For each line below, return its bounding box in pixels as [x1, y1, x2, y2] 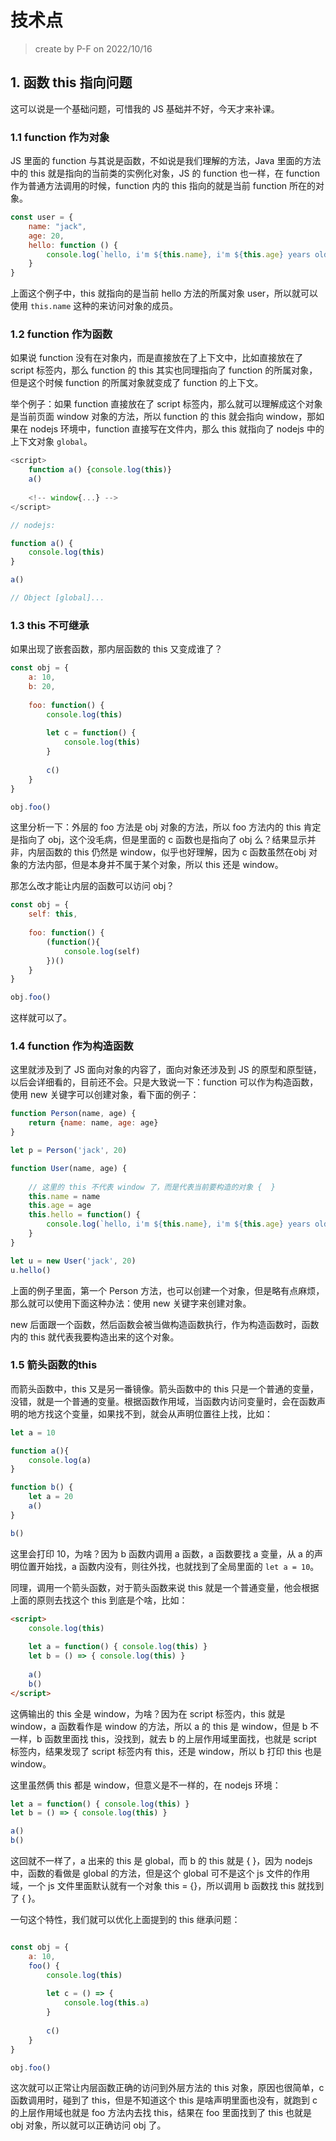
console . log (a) [28, 1455, 92, 1465]
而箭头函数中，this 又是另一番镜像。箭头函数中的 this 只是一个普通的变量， [10, 1382, 320, 1395]
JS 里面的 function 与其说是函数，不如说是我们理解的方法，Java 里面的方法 [10, 155, 322, 167]
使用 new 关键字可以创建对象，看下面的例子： [10, 1089, 200, 1101]
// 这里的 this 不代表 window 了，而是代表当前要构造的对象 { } [28, 1182, 276, 1192]
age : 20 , [28, 231, 65, 241]
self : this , [28, 909, 78, 920]
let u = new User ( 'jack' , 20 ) [10, 1256, 137, 1266]
